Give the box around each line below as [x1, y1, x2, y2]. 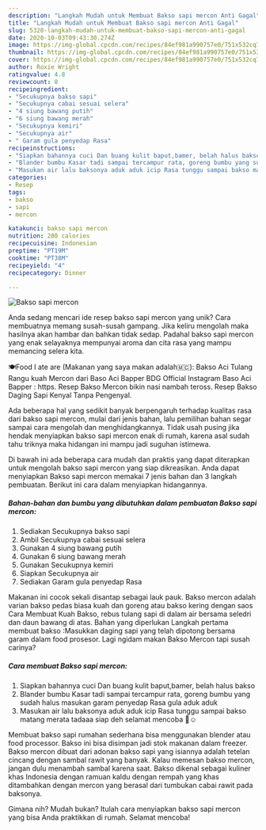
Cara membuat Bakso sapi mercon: [8, 661, 128, 670]
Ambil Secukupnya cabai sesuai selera [19, 535, 146, 545]
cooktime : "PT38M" [8, 254, 69, 262]
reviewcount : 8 [8, 78, 59, 86]
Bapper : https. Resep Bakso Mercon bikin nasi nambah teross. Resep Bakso [8, 382, 257, 392]
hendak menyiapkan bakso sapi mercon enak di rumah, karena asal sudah [8, 431, 250, 440]
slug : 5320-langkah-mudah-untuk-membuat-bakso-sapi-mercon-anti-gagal [8, 26, 246, 34]
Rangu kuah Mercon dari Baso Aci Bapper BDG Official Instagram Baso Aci [8, 374, 252, 383]
